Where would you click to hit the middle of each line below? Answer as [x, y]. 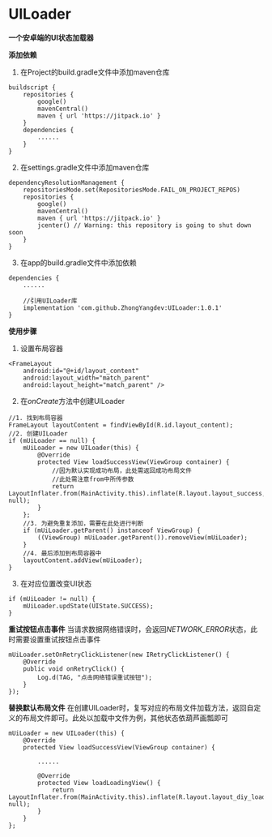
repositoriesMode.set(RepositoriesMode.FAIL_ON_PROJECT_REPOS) [132, 190]
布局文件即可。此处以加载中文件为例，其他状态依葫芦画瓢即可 [125, 718]
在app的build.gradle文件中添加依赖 [78, 262]
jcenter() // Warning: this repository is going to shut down [144, 225]
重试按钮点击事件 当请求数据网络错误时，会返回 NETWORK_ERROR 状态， [130, 629]
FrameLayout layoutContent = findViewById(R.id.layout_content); [121, 425]
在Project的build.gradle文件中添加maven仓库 [95, 72]
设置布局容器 [41, 348]
